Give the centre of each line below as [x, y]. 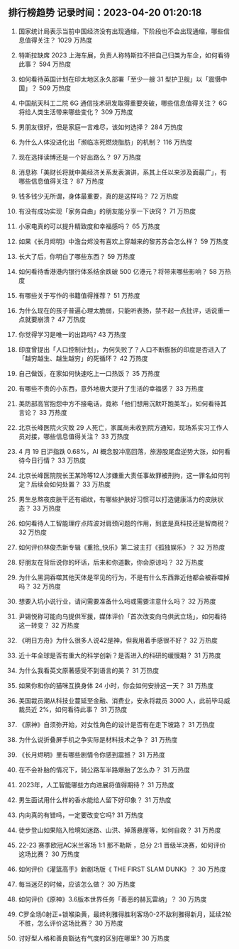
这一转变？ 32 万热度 [49, 625]
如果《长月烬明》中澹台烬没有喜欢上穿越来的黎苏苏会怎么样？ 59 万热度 [123, 241]
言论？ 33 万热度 [43, 412]
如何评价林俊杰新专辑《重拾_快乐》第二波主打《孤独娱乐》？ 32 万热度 [122, 547]
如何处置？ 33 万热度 [80, 484]
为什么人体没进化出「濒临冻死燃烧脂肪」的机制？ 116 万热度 [105, 142]
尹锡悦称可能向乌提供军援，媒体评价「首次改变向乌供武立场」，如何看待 [122, 616]
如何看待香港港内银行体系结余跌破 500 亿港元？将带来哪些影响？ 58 [117, 271]
